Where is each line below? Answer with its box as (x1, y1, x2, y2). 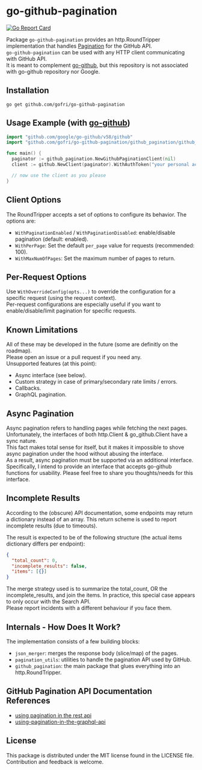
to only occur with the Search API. (6, 598, 91, 605)
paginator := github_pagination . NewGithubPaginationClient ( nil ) (11, 156, 176, 162)
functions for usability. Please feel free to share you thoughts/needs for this (6, 469, 194, 476)
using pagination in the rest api (14, 711, 92, 719)
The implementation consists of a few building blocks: (6, 638, 140, 645)
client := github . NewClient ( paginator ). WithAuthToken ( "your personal (11, 162, 189, 168)
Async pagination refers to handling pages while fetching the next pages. (6, 424, 188, 431)
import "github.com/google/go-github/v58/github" (6, 134, 133, 140)
